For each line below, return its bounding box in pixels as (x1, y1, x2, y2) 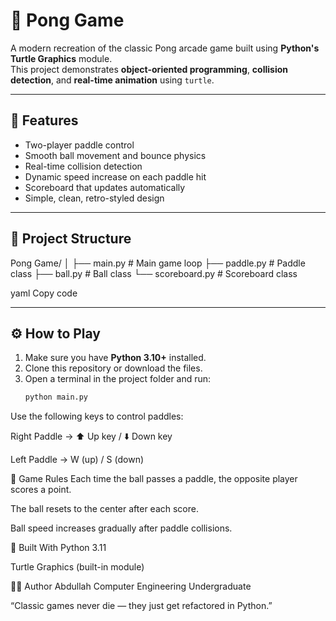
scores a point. (10, 484, 72, 496)
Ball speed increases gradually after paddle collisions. (10, 522, 233, 534)
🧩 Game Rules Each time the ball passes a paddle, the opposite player (10, 473, 298, 485)
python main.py (24, 392, 89, 403)
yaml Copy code (10, 287, 78, 299)
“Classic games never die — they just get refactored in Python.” (10, 600, 273, 612)
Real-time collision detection (24, 160, 143, 172)
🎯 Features (10, 112, 79, 129)
